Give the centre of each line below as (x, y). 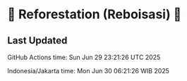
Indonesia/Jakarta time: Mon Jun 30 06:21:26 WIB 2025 (88, 71)
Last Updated (37, 40)
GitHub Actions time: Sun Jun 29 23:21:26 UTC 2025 (84, 57)
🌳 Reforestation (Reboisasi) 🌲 (95, 14)
